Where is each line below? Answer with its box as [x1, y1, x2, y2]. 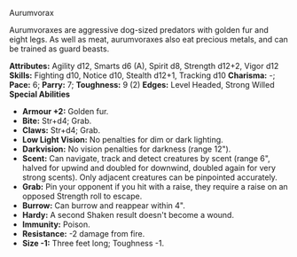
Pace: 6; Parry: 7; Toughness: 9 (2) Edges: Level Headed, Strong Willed [9, 80, 275, 90]
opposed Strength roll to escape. [21, 191, 143, 201]
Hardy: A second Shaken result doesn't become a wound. [21, 210, 235, 220]
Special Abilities [9, 89, 71, 99]
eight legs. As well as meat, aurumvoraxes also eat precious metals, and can [9, 35, 288, 44]
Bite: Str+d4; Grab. [21, 115, 92, 126]
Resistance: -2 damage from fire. [21, 229, 145, 238]
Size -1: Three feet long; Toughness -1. [21, 238, 165, 248]
